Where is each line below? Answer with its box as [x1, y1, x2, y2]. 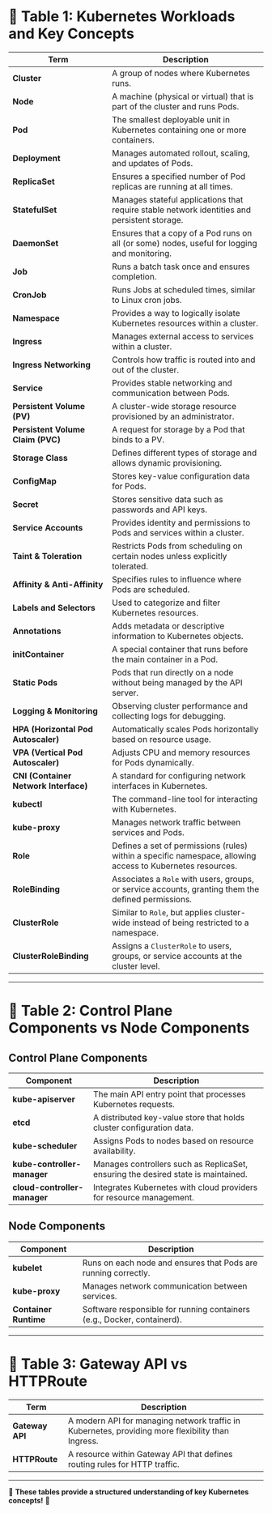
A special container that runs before [112, 643, 249, 654]
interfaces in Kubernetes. [112, 780, 208, 791]
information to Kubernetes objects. [112, 630, 244, 641]
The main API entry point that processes [92, 1089, 246, 1100]
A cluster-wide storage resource [112, 400, 237, 411]
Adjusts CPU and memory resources [112, 747, 251, 758]
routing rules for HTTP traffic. [67, 1458, 180, 1469]
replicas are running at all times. [112, 181, 233, 192]
